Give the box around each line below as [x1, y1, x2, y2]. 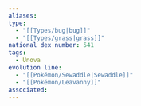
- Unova [15, 57, 41, 65]
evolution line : [8, 64, 62, 72]
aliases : [8, 11, 37, 20]
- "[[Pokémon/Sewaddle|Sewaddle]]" [15, 71, 134, 79]
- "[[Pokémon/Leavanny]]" [15, 78, 102, 86]
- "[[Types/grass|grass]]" [15, 33, 105, 42]
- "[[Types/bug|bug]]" [15, 26, 91, 34]
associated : [8, 85, 48, 94]
